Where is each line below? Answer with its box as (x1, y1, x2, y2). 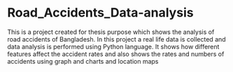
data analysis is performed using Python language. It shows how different (7, 42, 220, 51)
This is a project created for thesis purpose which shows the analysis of (7, 28, 215, 36)
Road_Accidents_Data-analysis (7, 5, 194, 21)
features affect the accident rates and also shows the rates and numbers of (7, 50, 225, 58)
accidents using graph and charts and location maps (7, 57, 159, 65)
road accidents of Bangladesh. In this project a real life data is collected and (7, 35, 226, 43)
